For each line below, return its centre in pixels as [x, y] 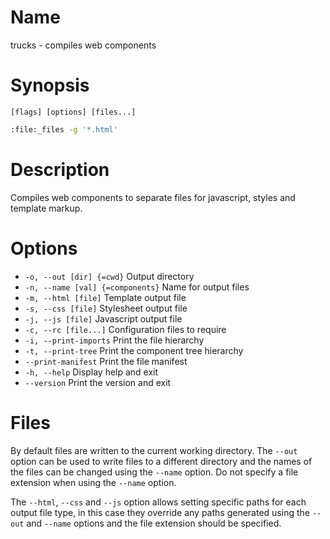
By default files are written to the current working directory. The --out [154, 450]
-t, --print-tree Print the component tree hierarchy [134, 350]
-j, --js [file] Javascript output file [103, 318]
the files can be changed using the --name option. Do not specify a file [154, 472]
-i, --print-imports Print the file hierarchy [114, 340]
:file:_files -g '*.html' [64, 129]
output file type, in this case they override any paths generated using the [160, 512]
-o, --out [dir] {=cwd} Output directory [109, 276]
